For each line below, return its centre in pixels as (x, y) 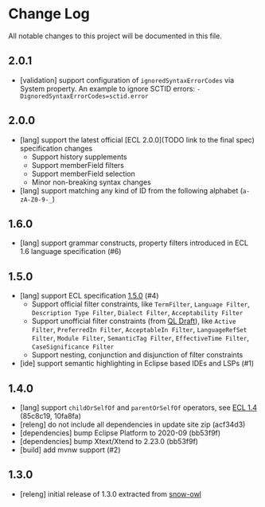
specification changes (56, 148)
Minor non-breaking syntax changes (91, 182)
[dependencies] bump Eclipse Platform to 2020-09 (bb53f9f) (120, 433)
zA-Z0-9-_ (36, 200)
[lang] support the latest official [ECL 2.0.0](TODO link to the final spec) (137, 139)
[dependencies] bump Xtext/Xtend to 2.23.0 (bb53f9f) (109, 441)
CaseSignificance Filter (73, 347)
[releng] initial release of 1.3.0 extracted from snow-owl (110, 493)
